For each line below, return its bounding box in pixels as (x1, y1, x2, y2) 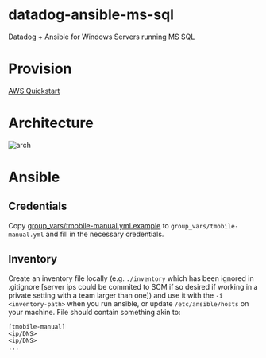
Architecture (8, 114, 94, 132)
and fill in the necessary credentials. (45, 229, 164, 239)
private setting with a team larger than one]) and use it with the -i (8, 290, 223, 300)
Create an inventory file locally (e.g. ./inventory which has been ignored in (8, 273, 254, 283)
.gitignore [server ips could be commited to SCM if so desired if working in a (8, 282, 258, 291)
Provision (8, 60, 72, 78)
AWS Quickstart (8, 86, 60, 95)
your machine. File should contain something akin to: (8, 307, 181, 317)
